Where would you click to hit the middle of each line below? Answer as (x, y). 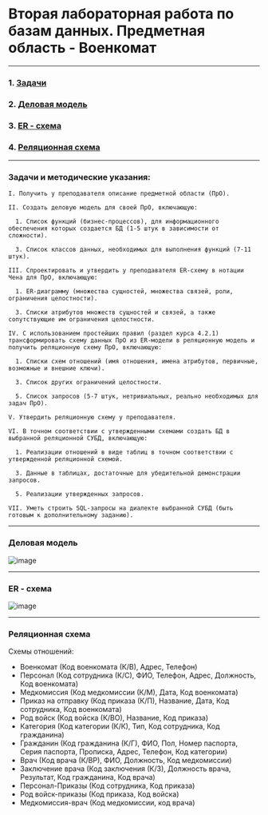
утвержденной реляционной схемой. (66, 459)
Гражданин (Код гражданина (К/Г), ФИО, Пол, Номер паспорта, (128, 743)
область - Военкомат (83, 48)
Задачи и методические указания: (79, 177)
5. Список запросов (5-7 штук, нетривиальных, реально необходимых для (137, 396)
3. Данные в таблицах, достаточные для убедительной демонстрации (128, 473)
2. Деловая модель (48, 104)
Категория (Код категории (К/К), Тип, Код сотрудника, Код (120, 726)
